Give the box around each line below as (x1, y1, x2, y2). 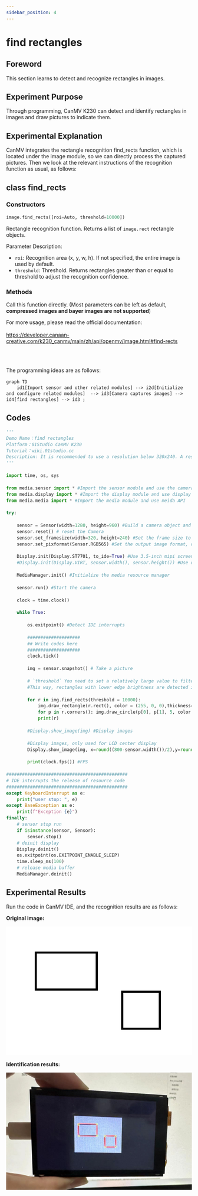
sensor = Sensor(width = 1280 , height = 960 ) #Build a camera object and (16, 522, 192, 528)
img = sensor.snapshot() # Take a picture (27, 666, 133, 672)
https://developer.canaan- (6, 331, 70, 339)
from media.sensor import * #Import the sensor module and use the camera (6, 485, 194, 491)
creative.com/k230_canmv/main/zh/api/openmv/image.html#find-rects (6, 338, 178, 345)
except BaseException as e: (6, 803, 75, 809)
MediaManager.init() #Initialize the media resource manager (16, 573, 170, 579)
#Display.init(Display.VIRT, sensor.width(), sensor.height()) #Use (16, 560, 189, 566)
